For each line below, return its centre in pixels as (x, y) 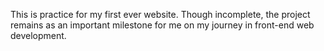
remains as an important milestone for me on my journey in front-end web (162, 25)
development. (38, 35)
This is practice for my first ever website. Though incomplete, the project (160, 14)
